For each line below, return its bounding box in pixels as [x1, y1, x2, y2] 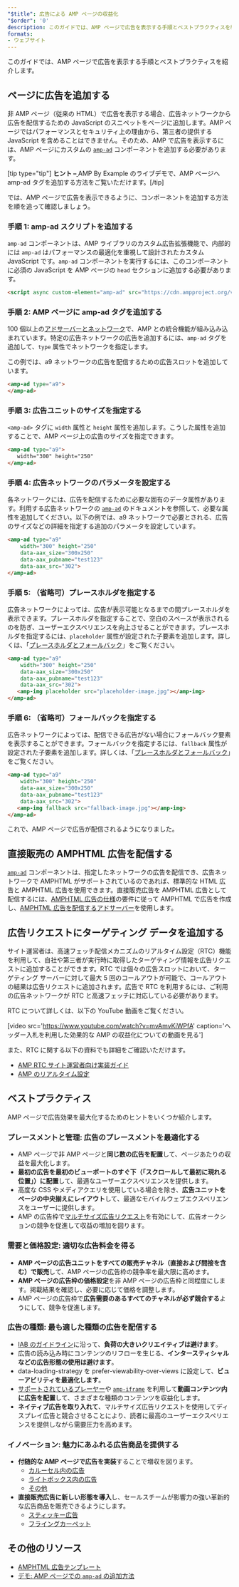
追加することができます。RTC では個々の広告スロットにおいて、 [26, 965, 214, 973]
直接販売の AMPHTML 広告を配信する [7, 847, 173, 859]
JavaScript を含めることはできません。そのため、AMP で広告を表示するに [7, 136, 224, 145]
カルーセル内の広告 [28, 1466, 85, 1475]
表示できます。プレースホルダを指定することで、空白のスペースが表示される [7, 614, 230, 622]
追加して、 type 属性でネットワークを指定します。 [7, 343, 152, 351]
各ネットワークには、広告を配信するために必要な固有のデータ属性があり [7, 495, 219, 504]
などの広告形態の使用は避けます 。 [17, 1358, 118, 1366]
